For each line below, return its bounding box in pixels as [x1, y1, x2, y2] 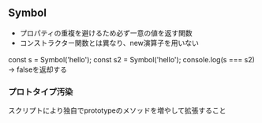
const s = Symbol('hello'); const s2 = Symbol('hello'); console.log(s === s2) [8, 54, 255, 64]
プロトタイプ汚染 [8, 86, 73, 97]
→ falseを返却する [8, 65, 68, 74]
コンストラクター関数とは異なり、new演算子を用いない [19, 38, 200, 47]
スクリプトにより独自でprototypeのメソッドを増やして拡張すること [8, 106, 226, 115]
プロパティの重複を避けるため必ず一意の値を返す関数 [19, 28, 193, 38]
